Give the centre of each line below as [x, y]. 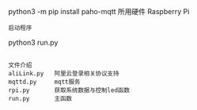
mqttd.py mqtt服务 [44, 82]
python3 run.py [33, 42]
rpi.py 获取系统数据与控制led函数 [69, 90]
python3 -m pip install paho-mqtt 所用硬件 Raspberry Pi [99, 11]
